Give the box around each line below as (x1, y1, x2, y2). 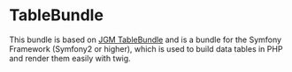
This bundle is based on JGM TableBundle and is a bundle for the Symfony (9, 34, 281, 45)
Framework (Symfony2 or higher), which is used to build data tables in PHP (9, 43, 283, 54)
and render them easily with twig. (9, 53, 131, 63)
